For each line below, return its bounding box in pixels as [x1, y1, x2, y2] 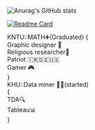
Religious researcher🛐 [7, 48, 70, 56]
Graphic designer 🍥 [7, 41, 62, 49]
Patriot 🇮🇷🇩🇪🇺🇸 [7, 55, 60, 63]
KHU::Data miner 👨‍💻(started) [7, 81, 89, 88]
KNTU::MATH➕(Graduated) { [7, 33, 89, 41]
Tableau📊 [7, 106, 36, 114]
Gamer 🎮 [7, 64, 35, 71]
